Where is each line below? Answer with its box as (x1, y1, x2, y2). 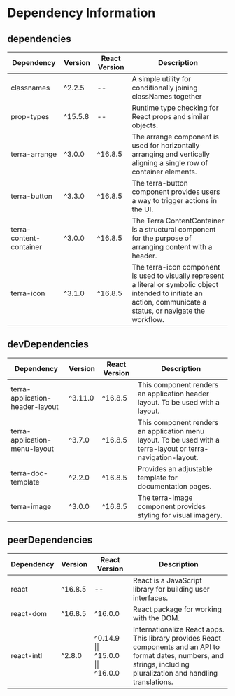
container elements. (131, 167, 197, 176)
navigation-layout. (137, 452, 199, 462)
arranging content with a (131, 242, 213, 251)
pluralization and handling (132, 668, 218, 678)
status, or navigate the (131, 306, 205, 316)
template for (137, 473, 178, 482)
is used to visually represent (131, 271, 225, 281)
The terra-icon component (131, 263, 220, 272)
